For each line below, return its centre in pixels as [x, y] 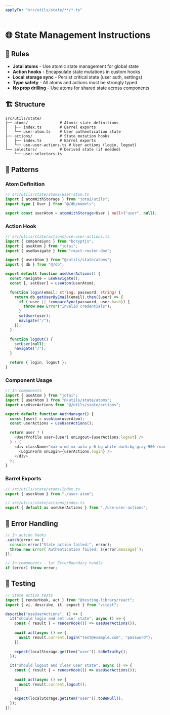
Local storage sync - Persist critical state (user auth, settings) [77, 77]
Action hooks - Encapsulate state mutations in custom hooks [76, 71]
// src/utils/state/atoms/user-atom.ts [47, 195]
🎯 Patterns [22, 170]
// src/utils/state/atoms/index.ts [43, 489]
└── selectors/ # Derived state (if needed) [63, 150]
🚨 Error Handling [32, 524]
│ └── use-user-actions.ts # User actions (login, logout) [71, 145]
